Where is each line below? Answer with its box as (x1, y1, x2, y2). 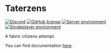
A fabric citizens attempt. (5, 33, 55, 39)
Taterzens (5, 3, 47, 14)
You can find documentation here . (5, 42, 73, 48)
